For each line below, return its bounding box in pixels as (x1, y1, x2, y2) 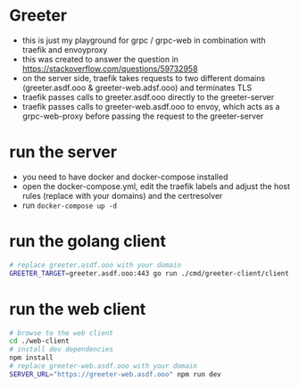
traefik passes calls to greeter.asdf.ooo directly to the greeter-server (21, 91, 275, 103)
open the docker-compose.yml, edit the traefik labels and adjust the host (21, 180, 291, 192)
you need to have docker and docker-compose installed (21, 171, 228, 182)
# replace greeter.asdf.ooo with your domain (9, 260, 181, 269)
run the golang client (9, 231, 167, 252)
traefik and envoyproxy (21, 44, 108, 54)
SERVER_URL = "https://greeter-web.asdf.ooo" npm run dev (9, 369, 221, 379)
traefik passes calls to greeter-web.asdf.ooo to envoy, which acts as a (21, 101, 280, 111)
